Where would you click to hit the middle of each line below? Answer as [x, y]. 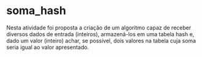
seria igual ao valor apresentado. [48, 47]
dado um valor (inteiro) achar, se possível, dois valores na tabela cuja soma [101, 40]
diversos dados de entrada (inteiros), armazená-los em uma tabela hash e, [100, 34]
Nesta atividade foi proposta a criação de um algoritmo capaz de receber [99, 28]
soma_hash [36, 11]
